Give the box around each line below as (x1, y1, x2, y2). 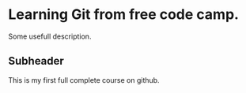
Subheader (8, 54, 65, 68)
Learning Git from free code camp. (8, 6, 240, 24)
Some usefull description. (8, 32, 92, 41)
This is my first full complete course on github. (8, 75, 160, 84)
